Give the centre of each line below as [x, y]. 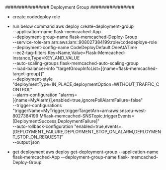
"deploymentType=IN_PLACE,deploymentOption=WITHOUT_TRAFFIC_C [86, 84]
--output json [26, 142]
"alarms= [68, 95]
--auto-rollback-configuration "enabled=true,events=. [68, 126]
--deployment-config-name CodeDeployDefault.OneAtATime [75, 47]
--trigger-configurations [37, 105]
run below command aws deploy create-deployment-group [73, 26]
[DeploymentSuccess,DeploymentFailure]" [56, 121]
